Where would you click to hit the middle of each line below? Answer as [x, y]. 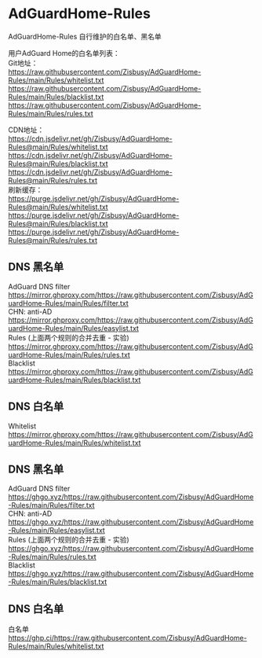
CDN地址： [26, 130]
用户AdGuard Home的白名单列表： [64, 53]
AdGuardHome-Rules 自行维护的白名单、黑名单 [85, 36]
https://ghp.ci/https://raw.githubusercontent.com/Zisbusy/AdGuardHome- [127, 638]
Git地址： [23, 63]
